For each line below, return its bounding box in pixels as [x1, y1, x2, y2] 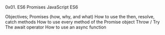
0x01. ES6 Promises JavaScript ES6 [5, 4, 79, 10]
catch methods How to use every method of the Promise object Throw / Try [5, 19, 160, 25]
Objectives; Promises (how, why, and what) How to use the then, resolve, [5, 14, 155, 19]
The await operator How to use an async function [5, 24, 107, 30]
